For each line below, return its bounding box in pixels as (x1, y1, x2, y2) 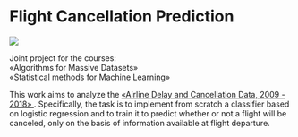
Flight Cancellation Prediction (9, 6, 234, 27)
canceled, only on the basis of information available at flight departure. (9, 117, 270, 128)
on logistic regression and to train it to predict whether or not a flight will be (9, 107, 287, 118)
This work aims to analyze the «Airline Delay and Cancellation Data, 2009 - (9, 89, 285, 99)
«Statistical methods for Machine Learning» (9, 72, 171, 82)
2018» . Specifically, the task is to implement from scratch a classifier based (9, 98, 290, 109)
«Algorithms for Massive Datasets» (9, 62, 139, 73)
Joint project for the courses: (9, 52, 116, 64)
